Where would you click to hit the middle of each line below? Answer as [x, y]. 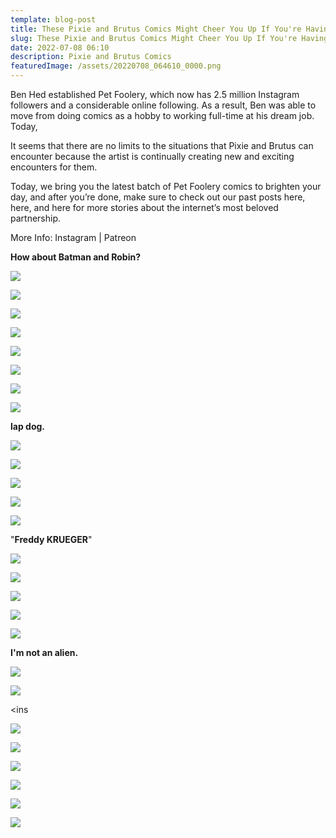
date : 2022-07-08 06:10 [60, 47]
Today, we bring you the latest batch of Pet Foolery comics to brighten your [166, 186]
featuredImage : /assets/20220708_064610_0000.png [116, 66]
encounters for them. [54, 167]
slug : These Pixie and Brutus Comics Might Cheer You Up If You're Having [169, 38]
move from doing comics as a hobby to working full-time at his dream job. [162, 115]
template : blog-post [53, 19]
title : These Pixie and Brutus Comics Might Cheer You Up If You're [156, 29]
